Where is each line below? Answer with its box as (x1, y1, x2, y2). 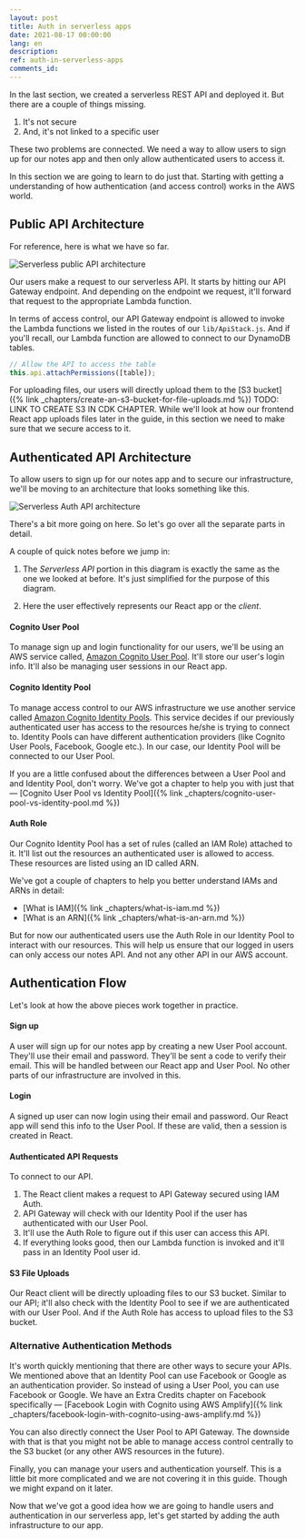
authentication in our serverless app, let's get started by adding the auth (9, 1510, 280, 1521)
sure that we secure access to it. (9, 423, 132, 434)
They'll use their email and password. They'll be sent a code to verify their (9, 1050, 287, 1061)
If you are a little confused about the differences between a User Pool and (9, 768, 286, 779)
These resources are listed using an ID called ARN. (9, 857, 200, 868)
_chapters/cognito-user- (184, 787, 277, 798)
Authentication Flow (9, 976, 127, 991)
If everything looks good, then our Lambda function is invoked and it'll (22, 1237, 285, 1248)
